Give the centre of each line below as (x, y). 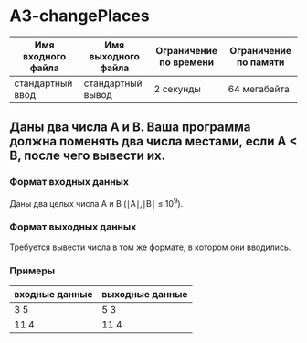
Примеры (32, 271)
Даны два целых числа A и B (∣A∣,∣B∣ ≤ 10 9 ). (96, 202)
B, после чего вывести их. (88, 156)
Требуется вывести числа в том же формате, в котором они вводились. (150, 247)
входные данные (53, 294)
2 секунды (177, 89)
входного (44, 56)
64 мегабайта (259, 89)
